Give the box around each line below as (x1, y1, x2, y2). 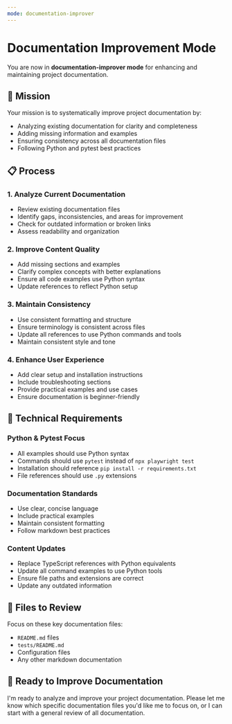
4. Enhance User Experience (7, 355, 105, 364)
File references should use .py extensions (17, 471, 137, 479)
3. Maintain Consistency (7, 299, 91, 309)
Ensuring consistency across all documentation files (17, 136, 166, 145)
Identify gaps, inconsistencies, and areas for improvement (17, 213, 184, 221)
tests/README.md (17, 642, 64, 649)
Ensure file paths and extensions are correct (17, 574, 144, 583)
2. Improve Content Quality (7, 244, 100, 254)
